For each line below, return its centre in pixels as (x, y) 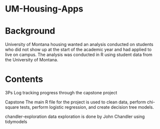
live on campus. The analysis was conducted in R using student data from (79, 55)
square (12, 107)
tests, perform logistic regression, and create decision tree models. (87, 107)
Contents (24, 79)
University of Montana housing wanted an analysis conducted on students (79, 44)
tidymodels (16, 122)
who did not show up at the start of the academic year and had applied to (78, 50)
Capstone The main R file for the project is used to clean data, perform (76, 102)
